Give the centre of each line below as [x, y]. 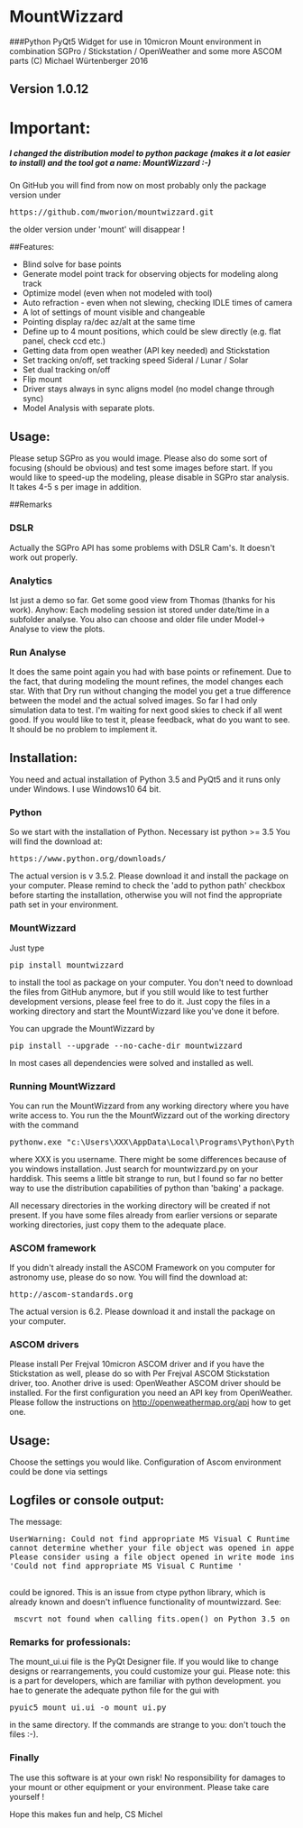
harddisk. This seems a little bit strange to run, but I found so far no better [147, 1178]
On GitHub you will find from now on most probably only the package [138, 186]
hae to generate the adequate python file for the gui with [114, 1690]
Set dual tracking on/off [66, 370]
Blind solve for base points [72, 264]
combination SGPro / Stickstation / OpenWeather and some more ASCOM [146, 51]
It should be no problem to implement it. [83, 730]
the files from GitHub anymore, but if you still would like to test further [139, 992]
